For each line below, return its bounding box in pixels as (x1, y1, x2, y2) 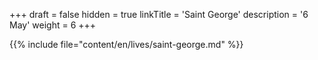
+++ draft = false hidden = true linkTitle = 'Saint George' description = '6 (9, 9, 309, 20)
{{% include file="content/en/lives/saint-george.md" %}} (9, 39, 244, 50)
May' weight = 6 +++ (9, 19, 97, 31)
